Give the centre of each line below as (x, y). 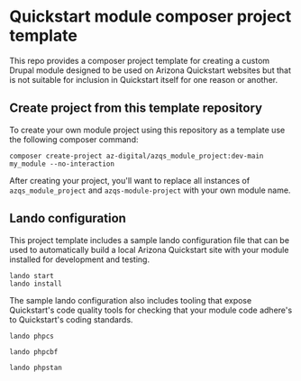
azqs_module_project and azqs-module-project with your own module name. (150, 190)
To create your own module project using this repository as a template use (147, 130)
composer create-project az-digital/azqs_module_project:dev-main (137, 156)
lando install (36, 284)
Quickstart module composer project (150, 17)
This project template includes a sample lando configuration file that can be (150, 240)
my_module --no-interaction (62, 164)
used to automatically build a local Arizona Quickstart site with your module (149, 249)
